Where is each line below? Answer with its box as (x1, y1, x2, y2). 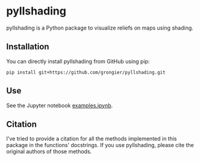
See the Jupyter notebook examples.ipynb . (6, 101, 113, 109)
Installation (6, 42, 49, 52)
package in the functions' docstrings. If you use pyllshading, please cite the (6, 142, 194, 149)
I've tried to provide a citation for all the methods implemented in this (6, 135, 177, 142)
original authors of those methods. (6, 148, 92, 155)
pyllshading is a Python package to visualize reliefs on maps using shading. (6, 24, 194, 31)
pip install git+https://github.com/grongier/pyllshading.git (6, 69, 166, 75)
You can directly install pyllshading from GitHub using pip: (6, 57, 150, 65)
